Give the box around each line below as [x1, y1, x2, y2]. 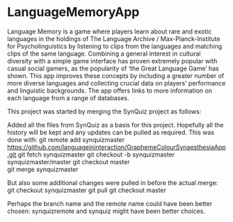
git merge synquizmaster [7, 165, 79, 173]
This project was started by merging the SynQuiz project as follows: [7, 107, 202, 116]
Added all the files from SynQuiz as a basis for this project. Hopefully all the [7, 120, 224, 129]
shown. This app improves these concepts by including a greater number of [7, 71, 225, 80]
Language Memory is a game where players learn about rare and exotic [7, 27, 212, 35]
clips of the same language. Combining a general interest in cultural [7, 49, 201, 58]
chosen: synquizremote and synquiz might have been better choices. [7, 207, 205, 215]
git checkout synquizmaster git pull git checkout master [7, 186, 167, 194]
